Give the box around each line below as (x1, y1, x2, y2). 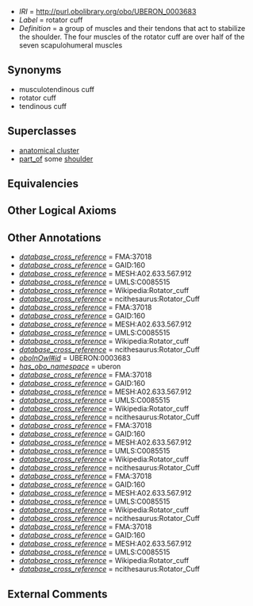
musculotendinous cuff (18, 84, 94, 94)
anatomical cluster (18, 145, 80, 155)
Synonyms (7, 64, 62, 77)
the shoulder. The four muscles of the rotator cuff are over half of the (18, 32, 245, 41)
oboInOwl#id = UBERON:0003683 (18, 353, 132, 363)
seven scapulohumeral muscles (18, 41, 123, 50)
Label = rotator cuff (18, 15, 83, 25)
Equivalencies (7, 177, 79, 191)
